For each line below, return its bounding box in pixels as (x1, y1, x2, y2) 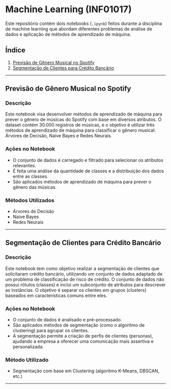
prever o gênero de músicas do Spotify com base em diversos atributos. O (5, 116, 162, 123)
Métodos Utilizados (5, 197, 54, 204)
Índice (5, 46, 25, 54)
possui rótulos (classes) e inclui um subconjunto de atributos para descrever (5, 281, 166, 288)
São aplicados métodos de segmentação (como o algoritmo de (12, 322, 145, 328)
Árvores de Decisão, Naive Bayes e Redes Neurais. (5, 133, 112, 139)
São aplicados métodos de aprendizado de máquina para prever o (12, 178, 152, 185)
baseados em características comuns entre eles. (5, 292, 107, 298)
